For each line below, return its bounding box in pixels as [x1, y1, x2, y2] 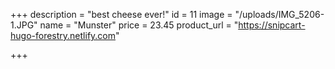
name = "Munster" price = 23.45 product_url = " [39, 19, 239, 31]
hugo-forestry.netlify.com [10, 30, 117, 41]
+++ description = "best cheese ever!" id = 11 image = [10, 9, 233, 20]
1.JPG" [10, 19, 38, 31]
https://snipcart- [238, 19, 306, 31]
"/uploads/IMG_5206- [234, 9, 325, 20]
